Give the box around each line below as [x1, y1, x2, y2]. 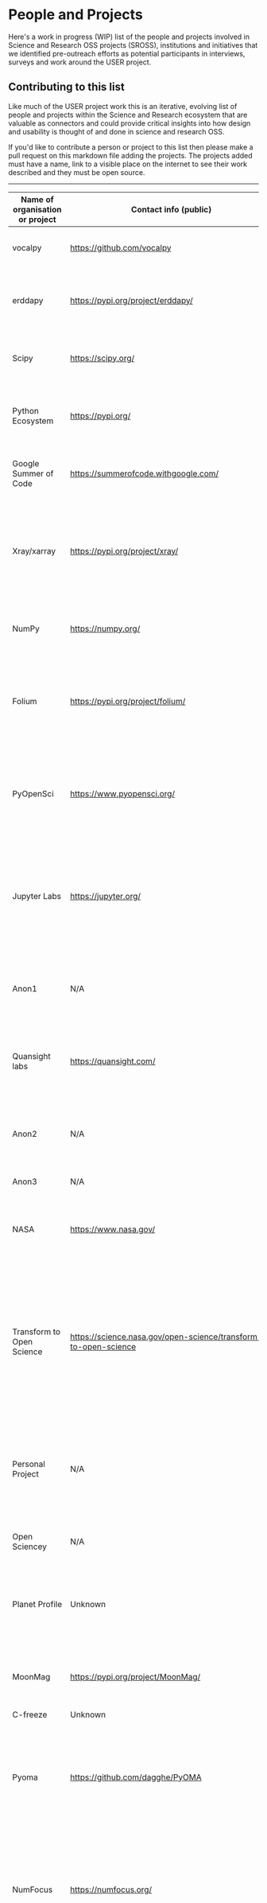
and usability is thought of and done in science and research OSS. [8, 126, 225, 136]
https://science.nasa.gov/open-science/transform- [70, 1331, 263, 1342]
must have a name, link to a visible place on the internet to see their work [8, 159, 248, 169]
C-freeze [12, 1709, 48, 1720]
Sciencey [12, 1541, 48, 1552]
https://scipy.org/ [70, 352, 135, 364]
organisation [13, 204, 62, 215]
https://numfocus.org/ [70, 1884, 153, 1895]
